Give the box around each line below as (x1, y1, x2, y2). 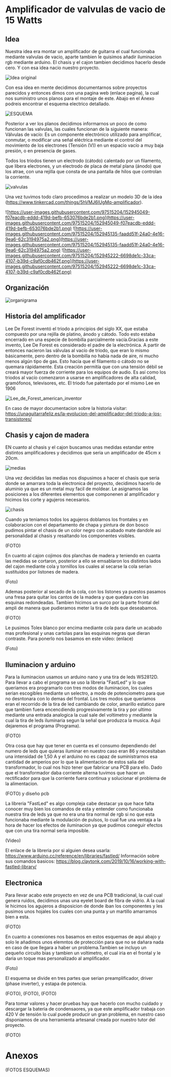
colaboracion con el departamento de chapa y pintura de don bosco (5, 522, 149, 528)
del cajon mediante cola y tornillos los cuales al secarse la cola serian (5, 563, 152, 569)
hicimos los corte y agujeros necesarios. (5, 497, 90, 503)
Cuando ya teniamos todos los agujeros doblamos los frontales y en (5, 516, 148, 522)
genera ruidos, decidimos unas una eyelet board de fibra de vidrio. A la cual (5, 898, 165, 904)
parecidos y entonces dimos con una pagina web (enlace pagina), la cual (5, 90, 159, 96)
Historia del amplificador (5, 312, 86, 320)
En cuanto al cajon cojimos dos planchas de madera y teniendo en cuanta (5, 553, 161, 559)
